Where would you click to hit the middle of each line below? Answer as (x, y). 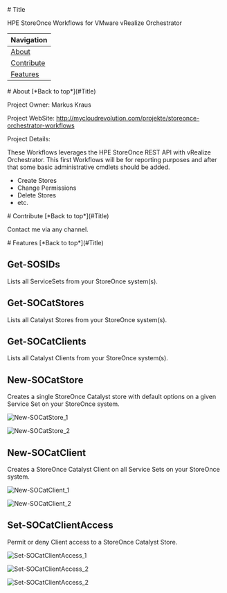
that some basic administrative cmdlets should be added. (89, 167)
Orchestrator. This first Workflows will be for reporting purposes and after (112, 160)
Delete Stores (37, 195)
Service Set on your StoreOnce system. (63, 404)
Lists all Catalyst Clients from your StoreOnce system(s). (88, 358)
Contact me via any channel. (48, 229)
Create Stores (37, 180)
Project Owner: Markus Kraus (49, 105)
